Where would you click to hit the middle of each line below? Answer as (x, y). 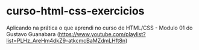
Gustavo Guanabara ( (33, 34)
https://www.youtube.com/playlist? (102, 34)
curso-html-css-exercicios (75, 11)
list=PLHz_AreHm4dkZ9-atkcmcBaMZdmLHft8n (66, 40)
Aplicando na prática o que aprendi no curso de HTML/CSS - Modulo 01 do (99, 28)
